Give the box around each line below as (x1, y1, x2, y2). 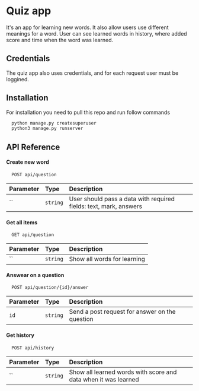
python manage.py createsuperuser (11, 120, 97, 126)
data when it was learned (69, 375, 139, 383)
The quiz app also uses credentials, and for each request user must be (6, 69, 179, 77)
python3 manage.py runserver (11, 126, 84, 132)
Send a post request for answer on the (69, 307, 176, 316)
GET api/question (11, 232, 54, 238)
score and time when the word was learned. (6, 36, 114, 43)
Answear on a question (6, 271, 65, 278)
